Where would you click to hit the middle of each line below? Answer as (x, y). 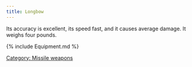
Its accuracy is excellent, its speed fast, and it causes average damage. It (96, 28)
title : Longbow (25, 12)
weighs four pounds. (32, 35)
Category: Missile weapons (40, 58)
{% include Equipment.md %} (43, 46)
